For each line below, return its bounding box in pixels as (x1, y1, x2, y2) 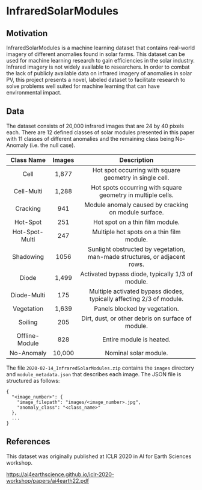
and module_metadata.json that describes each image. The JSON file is (6, 370, 182, 377)
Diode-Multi (10, 291, 46, 299)
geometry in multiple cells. (99, 191, 174, 199)
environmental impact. (6, 89, 62, 96)
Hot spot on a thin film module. (93, 218, 180, 226)
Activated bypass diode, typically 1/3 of (80, 270, 193, 278)
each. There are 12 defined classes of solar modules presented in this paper (6, 128, 195, 136)
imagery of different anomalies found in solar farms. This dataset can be (6, 51, 185, 58)
